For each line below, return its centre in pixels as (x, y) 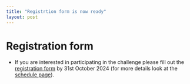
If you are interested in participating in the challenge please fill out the (99, 62)
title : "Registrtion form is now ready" (56, 11)
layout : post (22, 17)
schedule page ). (34, 75)
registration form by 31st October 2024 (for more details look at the (96, 69)
